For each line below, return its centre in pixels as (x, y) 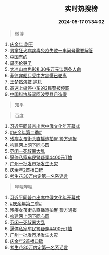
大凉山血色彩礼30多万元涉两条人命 (45, 69)
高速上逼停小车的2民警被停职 (40, 88)
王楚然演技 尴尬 (26, 82)
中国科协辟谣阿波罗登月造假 (38, 94)
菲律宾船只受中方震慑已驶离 (38, 75)
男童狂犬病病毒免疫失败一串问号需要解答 (51, 50)
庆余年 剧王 (21, 44)
